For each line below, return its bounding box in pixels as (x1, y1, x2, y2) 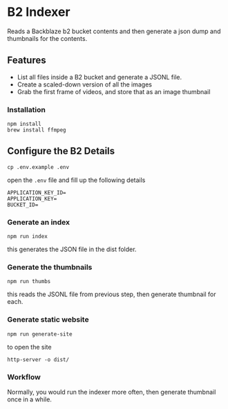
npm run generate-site (7, 330, 73, 338)
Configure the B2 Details (7, 145, 115, 157)
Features (7, 55, 46, 66)
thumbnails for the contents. (7, 34, 88, 42)
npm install (7, 120, 41, 128)
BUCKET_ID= (7, 201, 39, 208)
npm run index (7, 233, 48, 240)
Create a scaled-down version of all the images (17, 80, 153, 89)
